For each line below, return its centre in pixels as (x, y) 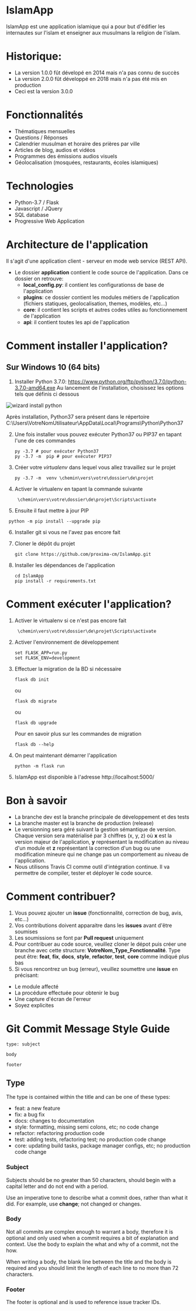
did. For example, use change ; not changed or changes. (74, 1204)
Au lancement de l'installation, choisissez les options (120, 388)
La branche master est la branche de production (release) (84, 823)
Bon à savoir (37, 800)
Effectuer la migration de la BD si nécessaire (68, 668)
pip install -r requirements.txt (55, 581)
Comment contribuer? (61, 896)
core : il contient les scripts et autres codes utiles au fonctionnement (105, 310)
